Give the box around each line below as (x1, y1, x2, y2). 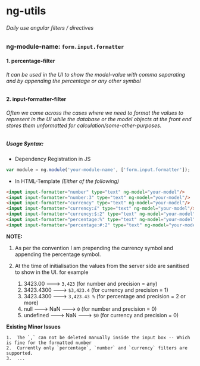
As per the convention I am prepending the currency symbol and (14, 244, 174, 251)
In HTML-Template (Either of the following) (14, 177, 120, 185)
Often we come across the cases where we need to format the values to (6, 109, 183, 116)
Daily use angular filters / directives (6, 24, 94, 31)
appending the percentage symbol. (14, 251, 101, 258)
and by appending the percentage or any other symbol (6, 77, 141, 84)
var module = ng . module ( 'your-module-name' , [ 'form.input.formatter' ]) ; (6, 166, 190, 173)
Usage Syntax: (6, 140, 44, 147)
